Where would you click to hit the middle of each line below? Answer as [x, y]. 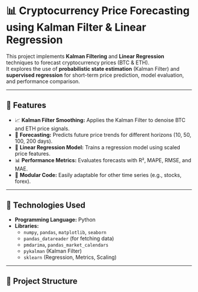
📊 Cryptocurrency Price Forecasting [98, 11]
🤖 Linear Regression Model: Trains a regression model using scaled [98, 147]
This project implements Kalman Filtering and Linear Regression [85, 56]
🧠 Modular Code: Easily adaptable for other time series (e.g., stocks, [98, 175]
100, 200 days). [34, 141]
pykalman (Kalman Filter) [53, 251]
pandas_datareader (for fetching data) [69, 238]
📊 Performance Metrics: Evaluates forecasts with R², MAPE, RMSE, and [103, 160]
